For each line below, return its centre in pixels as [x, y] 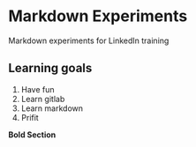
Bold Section [32, 135]
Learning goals [50, 68]
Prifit [30, 117]
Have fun [38, 89]
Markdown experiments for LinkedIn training [89, 40]
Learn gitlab [43, 99]
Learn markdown [52, 108]
